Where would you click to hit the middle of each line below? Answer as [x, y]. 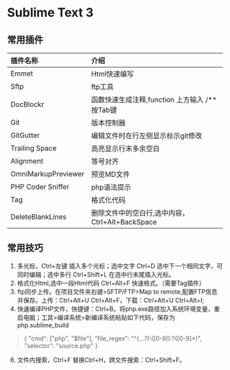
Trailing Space [34, 148]
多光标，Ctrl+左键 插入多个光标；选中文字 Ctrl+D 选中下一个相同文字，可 [120, 266]
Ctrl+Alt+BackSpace [124, 222]
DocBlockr [27, 104]
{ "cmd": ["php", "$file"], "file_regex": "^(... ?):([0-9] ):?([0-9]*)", [113, 338]
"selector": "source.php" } [61, 345]
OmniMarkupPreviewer [48, 174]
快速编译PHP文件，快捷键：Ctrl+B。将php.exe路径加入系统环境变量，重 [118, 309]
